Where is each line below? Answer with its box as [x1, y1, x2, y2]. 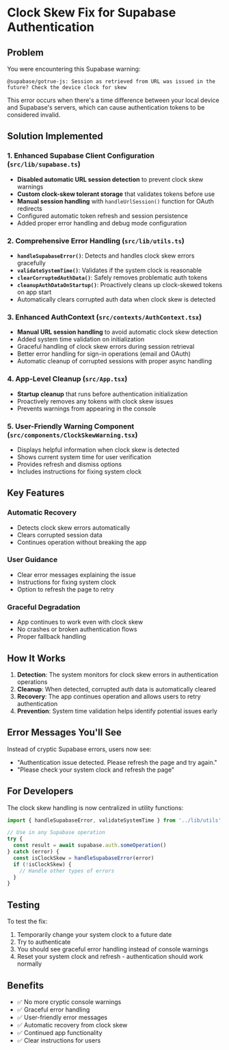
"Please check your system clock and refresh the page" [16, 766, 175, 774]
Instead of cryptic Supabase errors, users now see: [7, 745, 152, 753]
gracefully [16, 258, 46, 267]
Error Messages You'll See [7, 727, 122, 738]
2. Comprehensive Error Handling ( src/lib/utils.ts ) [7, 236, 185, 245]
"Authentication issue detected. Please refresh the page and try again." [16, 758, 217, 766]
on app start [16, 288, 52, 296]
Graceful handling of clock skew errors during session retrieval [16, 343, 195, 351]
